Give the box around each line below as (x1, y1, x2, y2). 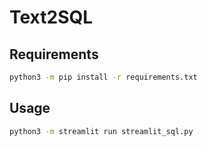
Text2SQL (9, 6, 94, 29)
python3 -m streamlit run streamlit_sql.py (9, 126, 194, 136)
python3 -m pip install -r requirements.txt (9, 72, 198, 82)
